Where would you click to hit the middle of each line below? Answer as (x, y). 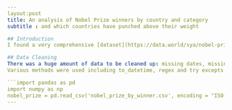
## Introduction (30, 38)
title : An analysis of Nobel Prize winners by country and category (108, 20)
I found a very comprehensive (51, 45)
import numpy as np (35, 89)
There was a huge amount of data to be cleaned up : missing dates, (106, 64)
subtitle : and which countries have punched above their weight (103, 26)
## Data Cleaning (32, 58)
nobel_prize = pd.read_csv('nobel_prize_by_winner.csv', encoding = (108, 96)
